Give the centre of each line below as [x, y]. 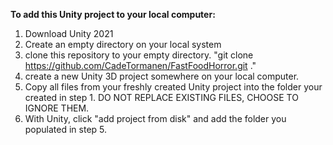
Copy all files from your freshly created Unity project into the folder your [173, 87]
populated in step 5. [66, 129]
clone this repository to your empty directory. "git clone [139, 55]
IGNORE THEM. [57, 108]
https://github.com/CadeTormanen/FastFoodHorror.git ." [140, 65]
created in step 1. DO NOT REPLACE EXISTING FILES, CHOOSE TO [161, 97]
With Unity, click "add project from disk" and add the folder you [155, 118]
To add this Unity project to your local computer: [113, 14]
